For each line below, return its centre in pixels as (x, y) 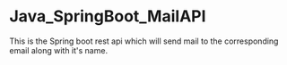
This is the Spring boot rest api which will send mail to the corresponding (144, 41)
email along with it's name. (59, 50)
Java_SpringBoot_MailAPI (108, 16)
